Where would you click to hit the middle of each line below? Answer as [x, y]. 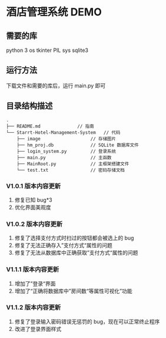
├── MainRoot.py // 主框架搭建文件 [73, 164]
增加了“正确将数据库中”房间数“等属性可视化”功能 [73, 291]
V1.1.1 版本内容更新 [33, 270]
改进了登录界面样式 [38, 329]
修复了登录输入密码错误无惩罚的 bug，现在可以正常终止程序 [87, 321]
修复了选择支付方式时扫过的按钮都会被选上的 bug [74, 238]
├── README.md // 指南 [50, 126]
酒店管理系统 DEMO [54, 12]
